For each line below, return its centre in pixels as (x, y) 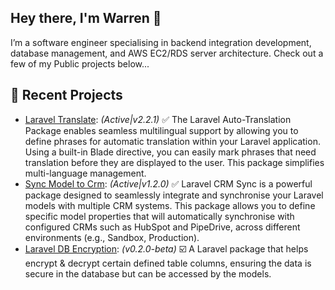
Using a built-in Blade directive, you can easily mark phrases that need (170, 152)
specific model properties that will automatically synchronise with (159, 216)
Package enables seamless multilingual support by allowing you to (161, 130)
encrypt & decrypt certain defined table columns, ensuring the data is (168, 263)
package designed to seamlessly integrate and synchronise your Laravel (174, 195)
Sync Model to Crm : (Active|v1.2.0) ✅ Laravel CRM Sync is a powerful (168, 183)
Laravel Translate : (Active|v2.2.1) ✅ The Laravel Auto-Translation (158, 119)
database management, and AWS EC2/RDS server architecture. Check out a (167, 53)
